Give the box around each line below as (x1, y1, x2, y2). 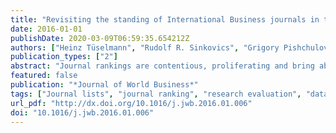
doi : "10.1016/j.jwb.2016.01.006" (10, 107, 155, 118)
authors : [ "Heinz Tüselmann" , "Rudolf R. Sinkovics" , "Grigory (10, 42, 280, 53)
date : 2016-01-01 (10, 24, 83, 34)
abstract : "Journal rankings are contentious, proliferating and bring (10, 61, 315, 71)
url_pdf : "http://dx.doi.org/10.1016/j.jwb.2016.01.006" (10, 98, 253, 108)
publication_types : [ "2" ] (10, 52, 118, 62)
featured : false (10, 71, 78, 81)
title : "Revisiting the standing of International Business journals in (10, 14, 320, 25)
